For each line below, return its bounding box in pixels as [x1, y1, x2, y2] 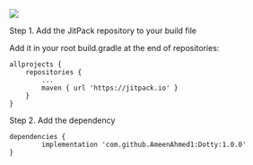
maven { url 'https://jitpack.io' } [41, 83, 179, 92]
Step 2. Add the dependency [9, 115, 116, 126]
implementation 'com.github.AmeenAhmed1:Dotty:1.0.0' [41, 140, 247, 149]
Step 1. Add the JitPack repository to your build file [9, 25, 197, 36]
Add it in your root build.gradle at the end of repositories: [9, 43, 220, 53]
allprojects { [9, 60, 63, 69]
